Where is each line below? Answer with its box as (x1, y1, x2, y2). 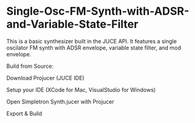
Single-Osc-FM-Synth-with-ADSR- (6, 4, 189, 18)
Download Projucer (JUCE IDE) (6, 74, 85, 81)
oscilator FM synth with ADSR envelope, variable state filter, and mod (6, 44, 182, 51)
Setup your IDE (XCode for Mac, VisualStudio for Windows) (6, 86, 156, 93)
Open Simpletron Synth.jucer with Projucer (6, 98, 115, 105)
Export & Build (6, 110, 42, 117)
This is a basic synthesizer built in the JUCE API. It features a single (6, 37, 177, 45)
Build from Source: (6, 62, 54, 70)
